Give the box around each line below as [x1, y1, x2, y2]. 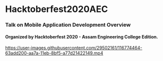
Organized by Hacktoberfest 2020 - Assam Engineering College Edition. [5, 33, 158, 39]
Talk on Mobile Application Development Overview [5, 21, 131, 28]
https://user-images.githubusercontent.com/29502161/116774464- [5, 45, 142, 51]
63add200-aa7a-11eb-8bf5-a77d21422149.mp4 [5, 50, 103, 56]
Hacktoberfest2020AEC [5, 3, 108, 15]
